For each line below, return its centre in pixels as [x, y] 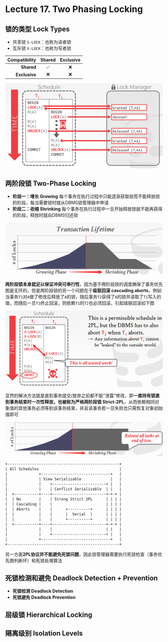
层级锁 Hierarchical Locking [49, 615]
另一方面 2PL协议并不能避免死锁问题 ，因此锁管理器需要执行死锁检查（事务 [81, 554]
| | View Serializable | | [63, 479]
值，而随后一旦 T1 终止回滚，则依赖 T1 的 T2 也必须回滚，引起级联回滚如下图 [80, 303]
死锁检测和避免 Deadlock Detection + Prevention [81, 578]
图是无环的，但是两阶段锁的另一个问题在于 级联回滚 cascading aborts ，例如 [83, 290]
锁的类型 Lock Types [37, 29]
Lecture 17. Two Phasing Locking [74, 9]
